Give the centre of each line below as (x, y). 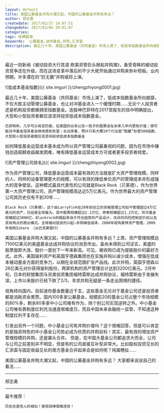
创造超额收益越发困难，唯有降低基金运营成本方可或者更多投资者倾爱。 (80, 152)
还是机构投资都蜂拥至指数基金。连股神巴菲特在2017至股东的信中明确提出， (80, 110)
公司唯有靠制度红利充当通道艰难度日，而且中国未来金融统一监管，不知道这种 (82, 309)
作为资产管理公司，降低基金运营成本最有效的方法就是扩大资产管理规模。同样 (82, 173)
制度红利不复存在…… (26, 315)
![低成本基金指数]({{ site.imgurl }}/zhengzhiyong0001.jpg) (63, 87)
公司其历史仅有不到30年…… (33, 197)
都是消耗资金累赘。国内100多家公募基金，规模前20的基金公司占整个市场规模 (82, 297)
